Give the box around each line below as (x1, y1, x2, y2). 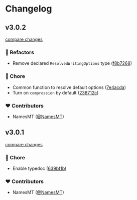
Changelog (5, 3, 52, 15)
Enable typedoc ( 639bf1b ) (12, 165, 67, 171)
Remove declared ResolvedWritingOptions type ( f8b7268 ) (12, 60, 132, 66)
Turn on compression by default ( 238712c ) (12, 89, 99, 95)
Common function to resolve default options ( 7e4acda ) (12, 84, 126, 90)
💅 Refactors (5, 49, 34, 56)
